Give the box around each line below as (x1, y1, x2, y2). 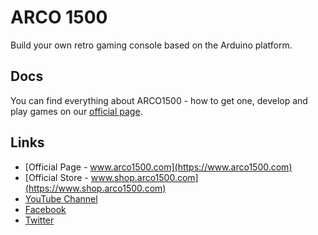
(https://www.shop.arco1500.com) (24, 182, 167, 194)
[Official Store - (24, 171, 89, 183)
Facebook (24, 203, 67, 215)
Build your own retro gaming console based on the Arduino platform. (10, 39, 293, 51)
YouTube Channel (24, 192, 98, 205)
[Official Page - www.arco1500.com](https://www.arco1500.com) (24, 161, 293, 173)
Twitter (24, 214, 55, 226)
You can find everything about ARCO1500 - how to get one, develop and (10, 94, 308, 106)
